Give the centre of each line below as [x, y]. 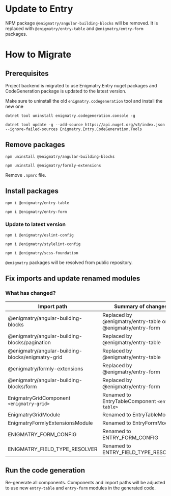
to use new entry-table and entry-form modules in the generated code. [81, 488]
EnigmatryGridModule [34, 414]
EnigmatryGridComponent [39, 398]
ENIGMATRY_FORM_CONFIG [42, 434]
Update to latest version [36, 224]
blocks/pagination [29, 342]
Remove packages [35, 145]
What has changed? [31, 293]
